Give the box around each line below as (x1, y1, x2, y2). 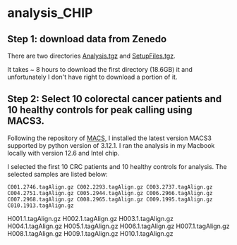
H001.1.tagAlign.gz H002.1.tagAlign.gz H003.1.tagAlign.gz (7, 214, 174, 222)
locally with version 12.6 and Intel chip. (7, 149, 120, 157)
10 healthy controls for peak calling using (7, 104, 193, 116)
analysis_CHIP (7, 5, 93, 21)
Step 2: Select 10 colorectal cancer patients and (7, 93, 222, 105)
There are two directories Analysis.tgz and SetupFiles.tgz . (7, 51, 176, 60)
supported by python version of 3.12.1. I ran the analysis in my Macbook (7, 141, 215, 149)
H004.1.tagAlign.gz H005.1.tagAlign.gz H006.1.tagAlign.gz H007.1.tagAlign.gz (7, 222, 230, 230)
